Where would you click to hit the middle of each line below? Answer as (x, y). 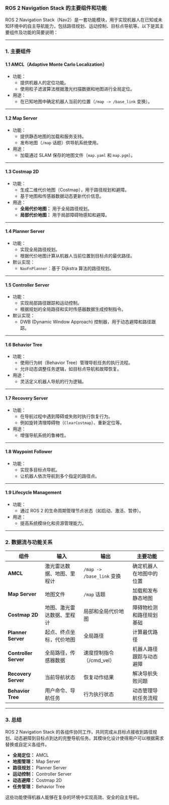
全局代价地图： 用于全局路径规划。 (56, 208)
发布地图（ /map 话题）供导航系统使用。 (61, 142)
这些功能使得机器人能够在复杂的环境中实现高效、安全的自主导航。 (73, 797)
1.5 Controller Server (27, 285)
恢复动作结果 (99, 677)
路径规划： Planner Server (39, 767)
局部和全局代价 (101, 611)
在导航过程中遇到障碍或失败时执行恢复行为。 (66, 416)
